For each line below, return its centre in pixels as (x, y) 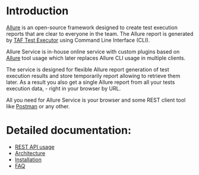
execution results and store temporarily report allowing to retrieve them (93, 76)
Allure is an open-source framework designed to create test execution (92, 27)
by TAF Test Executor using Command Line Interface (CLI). (78, 40)
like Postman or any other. (38, 106)
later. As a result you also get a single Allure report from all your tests (91, 82)
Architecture (30, 153)
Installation (28, 160)
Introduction (37, 11)
